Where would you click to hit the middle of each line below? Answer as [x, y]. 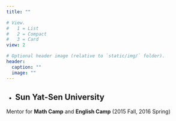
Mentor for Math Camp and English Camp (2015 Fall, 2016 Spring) [89, 111]
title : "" [19, 12]
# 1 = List [23, 28]
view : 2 [16, 45]
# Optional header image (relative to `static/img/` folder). [86, 56]
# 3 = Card [23, 40]
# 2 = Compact [26, 34]
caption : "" [27, 67]
